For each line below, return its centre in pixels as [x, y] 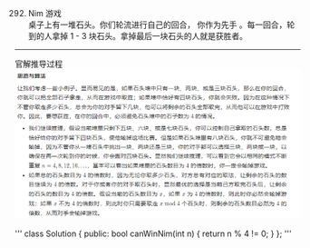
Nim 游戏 [44, 13]
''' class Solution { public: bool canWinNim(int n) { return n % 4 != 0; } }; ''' [154, 233]
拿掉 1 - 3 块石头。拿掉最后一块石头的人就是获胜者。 [150, 36]
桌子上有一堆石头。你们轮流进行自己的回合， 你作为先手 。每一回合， [157, 25]
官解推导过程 [39, 64]
